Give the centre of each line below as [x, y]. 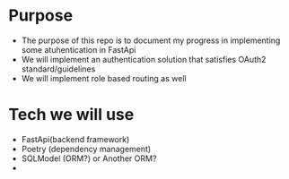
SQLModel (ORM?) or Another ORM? [89, 158]
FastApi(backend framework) [75, 139]
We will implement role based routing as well [104, 78]
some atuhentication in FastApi [79, 49]
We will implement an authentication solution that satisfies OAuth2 [144, 59]
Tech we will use [71, 115]
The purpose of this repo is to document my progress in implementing [151, 40]
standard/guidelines [58, 69]
